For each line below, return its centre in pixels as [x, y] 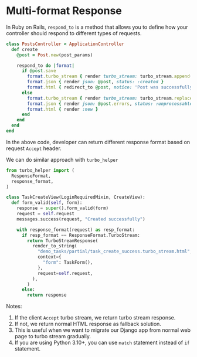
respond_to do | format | [46, 66]
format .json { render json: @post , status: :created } [96, 82]
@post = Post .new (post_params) [55, 55]
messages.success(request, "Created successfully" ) [81, 219]
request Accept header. [34, 148]
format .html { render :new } [63, 109]
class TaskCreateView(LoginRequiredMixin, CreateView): [76, 198]
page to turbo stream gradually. [53, 336]
